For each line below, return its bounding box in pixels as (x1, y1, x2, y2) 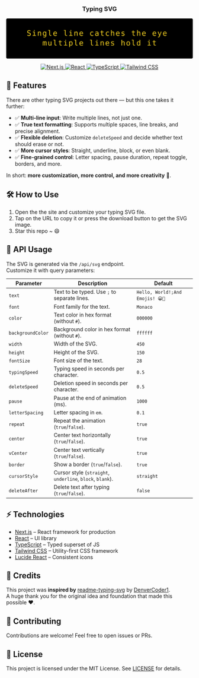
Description (78, 280, 108, 287)
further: (6, 103, 25, 110)
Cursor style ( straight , (53, 469, 110, 476)
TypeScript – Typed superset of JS (14, 541, 99, 548)
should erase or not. (14, 140, 64, 147)
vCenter (8, 451, 28, 457)
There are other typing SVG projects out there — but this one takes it (6, 96, 174, 103)
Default (153, 280, 173, 287)
